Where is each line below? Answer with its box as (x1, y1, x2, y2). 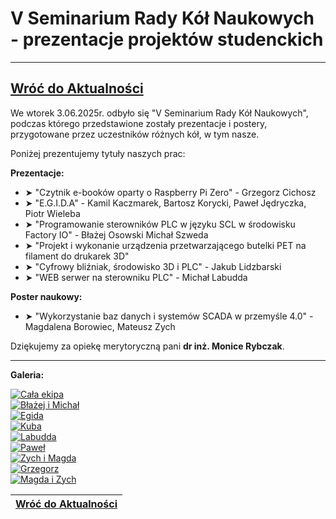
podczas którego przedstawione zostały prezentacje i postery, (10, 117, 268, 129)
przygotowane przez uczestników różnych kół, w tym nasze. (10, 128, 260, 140)
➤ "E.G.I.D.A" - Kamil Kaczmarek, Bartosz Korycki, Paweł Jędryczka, (24, 197, 307, 209)
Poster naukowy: (10, 290, 83, 302)
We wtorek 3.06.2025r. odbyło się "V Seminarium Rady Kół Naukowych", (10, 107, 309, 119)
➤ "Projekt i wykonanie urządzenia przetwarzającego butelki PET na (24, 239, 307, 251)
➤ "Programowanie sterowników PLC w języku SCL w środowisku (24, 218, 296, 230)
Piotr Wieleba (24, 207, 81, 219)
